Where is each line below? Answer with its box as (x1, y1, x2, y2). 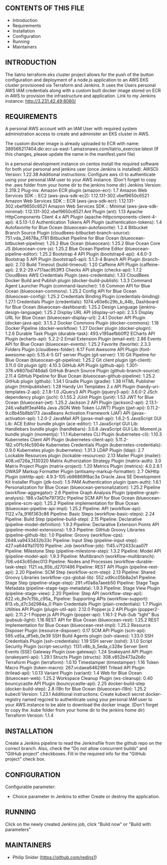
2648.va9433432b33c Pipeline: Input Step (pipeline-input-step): (5, 538, 138, 544)
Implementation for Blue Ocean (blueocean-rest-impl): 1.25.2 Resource (5, 622, 151, 628)
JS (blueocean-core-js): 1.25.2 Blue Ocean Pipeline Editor (5, 246, 124, 252)
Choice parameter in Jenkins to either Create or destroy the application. (12, 794, 161, 800)
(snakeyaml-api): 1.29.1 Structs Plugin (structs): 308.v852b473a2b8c (5, 654, 146, 660)
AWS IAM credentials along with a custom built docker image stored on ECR (5, 87, 161, 93)
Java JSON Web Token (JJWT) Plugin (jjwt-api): (47, 405, 146, 411)
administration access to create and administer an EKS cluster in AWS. (5, 131, 150, 137)
